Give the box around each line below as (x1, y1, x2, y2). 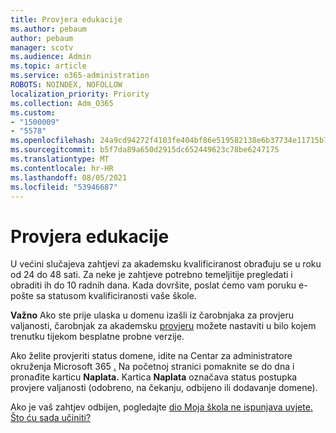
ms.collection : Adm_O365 (10, 98, 114, 108)
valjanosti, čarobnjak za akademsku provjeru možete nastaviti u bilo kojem (10, 320, 317, 332)
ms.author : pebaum (10, 24, 87, 34)
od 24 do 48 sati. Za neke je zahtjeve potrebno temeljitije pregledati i (10, 269, 293, 281)
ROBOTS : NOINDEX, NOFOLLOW (10, 80, 123, 90)
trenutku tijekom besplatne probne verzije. (10, 331, 185, 343)
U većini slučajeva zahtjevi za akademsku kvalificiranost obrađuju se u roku (10, 258, 322, 270)
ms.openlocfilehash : (10, 136, 97, 146)
